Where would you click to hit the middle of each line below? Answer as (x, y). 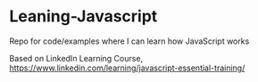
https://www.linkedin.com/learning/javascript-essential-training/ (127, 68)
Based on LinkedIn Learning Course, (76, 58)
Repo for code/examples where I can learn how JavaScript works (129, 41)
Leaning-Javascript (83, 16)
